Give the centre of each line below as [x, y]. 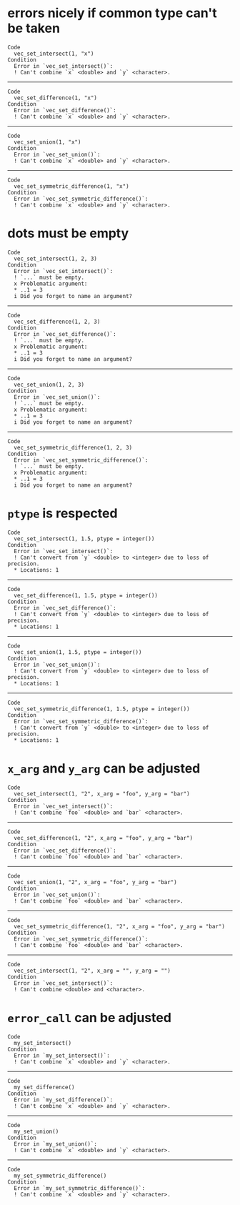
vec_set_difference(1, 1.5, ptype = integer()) [86, 595]
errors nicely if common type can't [112, 13]
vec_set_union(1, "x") [47, 142]
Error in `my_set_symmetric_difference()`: [79, 1188]
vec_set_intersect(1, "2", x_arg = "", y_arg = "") [92, 971]
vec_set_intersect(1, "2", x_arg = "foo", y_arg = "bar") [102, 794]
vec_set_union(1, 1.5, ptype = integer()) [78, 652]
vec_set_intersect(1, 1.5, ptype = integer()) [84, 539]
